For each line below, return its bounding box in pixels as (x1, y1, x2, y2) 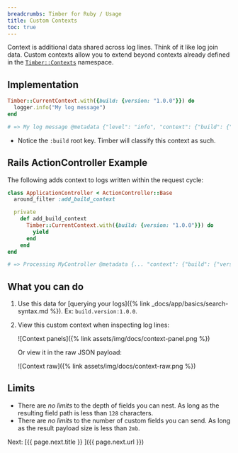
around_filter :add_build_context (13, 196, 115, 203)
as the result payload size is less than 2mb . (17, 423, 140, 432)
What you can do (7, 281, 84, 293)
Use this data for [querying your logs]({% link (17, 299, 150, 308)
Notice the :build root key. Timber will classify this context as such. (17, 136, 216, 145)
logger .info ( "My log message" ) (13, 104, 106, 111)
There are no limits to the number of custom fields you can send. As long (17, 416, 231, 425)
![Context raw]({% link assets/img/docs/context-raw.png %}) (17, 362, 196, 371)
